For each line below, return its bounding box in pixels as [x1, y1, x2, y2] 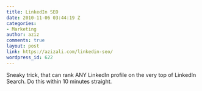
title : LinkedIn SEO [6, 9, 59, 15]
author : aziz [6, 32, 40, 38]
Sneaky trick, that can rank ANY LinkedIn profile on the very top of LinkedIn [6, 71, 197, 78]
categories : [6, 20, 37, 26]
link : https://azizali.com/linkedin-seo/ [6, 49, 114, 55]
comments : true [6, 37, 45, 43]
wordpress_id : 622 [6, 54, 53, 60]
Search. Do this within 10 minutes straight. [6, 78, 112, 85]
